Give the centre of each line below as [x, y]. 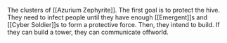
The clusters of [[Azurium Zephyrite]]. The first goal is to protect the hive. [113, 10]
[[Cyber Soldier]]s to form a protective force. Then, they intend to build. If [113, 25]
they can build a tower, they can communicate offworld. [88, 32]
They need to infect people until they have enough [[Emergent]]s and [108, 17]
